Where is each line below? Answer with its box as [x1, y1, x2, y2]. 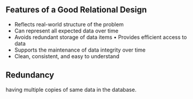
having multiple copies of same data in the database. [5, 86, 136, 93]
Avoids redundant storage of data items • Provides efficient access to [14, 33, 187, 41]
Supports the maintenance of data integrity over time [14, 46, 146, 53]
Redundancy [5, 70, 55, 80]
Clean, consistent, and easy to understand [14, 52, 120, 59]
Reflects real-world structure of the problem [14, 20, 124, 28]
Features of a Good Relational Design [5, 5, 147, 15]
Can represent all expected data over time [14, 27, 118, 34]
